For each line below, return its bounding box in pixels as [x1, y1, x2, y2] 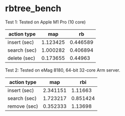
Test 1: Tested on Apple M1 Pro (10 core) [5, 19, 86, 25]
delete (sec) [7, 55, 36, 61]
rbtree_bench [5, 3, 62, 14]
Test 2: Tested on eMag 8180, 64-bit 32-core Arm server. [5, 67, 121, 73]
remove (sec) [7, 103, 39, 110]
